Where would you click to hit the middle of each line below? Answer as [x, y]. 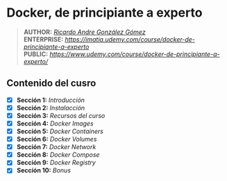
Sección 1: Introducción [50, 100]
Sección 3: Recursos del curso [61, 115]
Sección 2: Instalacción [51, 107]
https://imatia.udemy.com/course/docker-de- [130, 39]
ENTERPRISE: [43, 39]
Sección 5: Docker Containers [60, 131]
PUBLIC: [36, 54]
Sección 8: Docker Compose [58, 155]
